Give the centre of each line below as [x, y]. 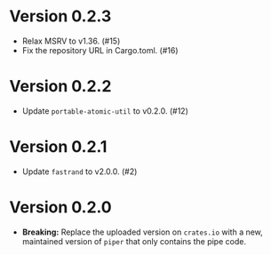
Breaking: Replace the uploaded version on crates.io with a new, [143, 232]
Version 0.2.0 [61, 207]
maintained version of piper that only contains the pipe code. [134, 241]
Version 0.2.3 [60, 16]
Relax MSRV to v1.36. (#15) [71, 41]
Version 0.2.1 [58, 147]
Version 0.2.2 [60, 87]
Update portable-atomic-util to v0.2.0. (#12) [105, 111]
